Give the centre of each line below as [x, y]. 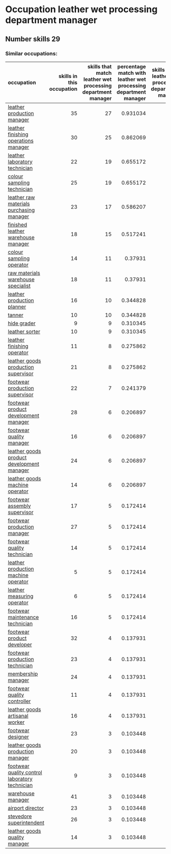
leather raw [21, 197]
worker [16, 722]
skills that [99, 66]
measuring [21, 596]
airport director [26, 808]
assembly [19, 506]
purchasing [21, 210]
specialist [19, 286]
